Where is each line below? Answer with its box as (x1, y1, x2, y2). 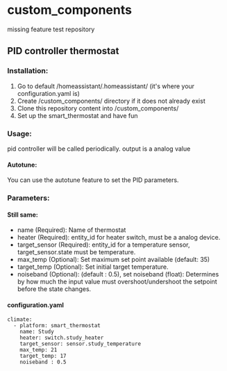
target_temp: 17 (19, 353, 67, 360)
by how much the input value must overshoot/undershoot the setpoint (17, 277, 217, 286)
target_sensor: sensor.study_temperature (19, 340, 141, 347)
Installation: (7, 66, 49, 76)
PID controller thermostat (7, 45, 119, 57)
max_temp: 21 (19, 347, 58, 354)
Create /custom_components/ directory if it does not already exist (17, 97, 206, 105)
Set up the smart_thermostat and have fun (17, 111, 138, 119)
